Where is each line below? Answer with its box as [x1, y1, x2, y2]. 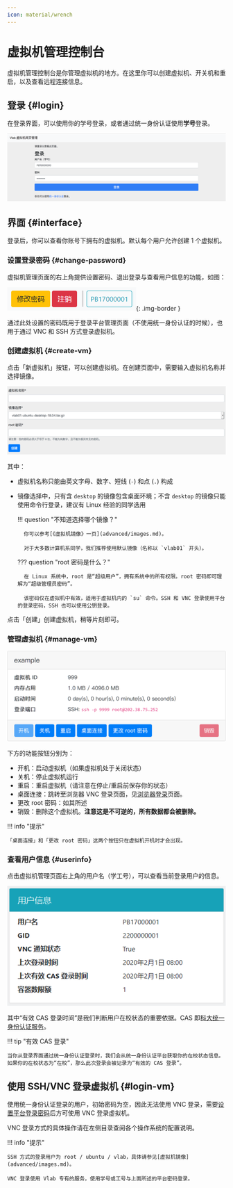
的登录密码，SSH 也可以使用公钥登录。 [17, 602, 113, 609]
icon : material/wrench [7, 11, 73, 18]
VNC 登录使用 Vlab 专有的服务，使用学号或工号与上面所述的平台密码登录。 [7, 1175, 193, 1182]
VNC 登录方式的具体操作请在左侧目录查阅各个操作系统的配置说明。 [7, 1123, 199, 1132]
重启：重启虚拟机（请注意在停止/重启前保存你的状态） [17, 781, 172, 789]
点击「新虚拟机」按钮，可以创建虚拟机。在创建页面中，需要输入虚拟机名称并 [7, 363, 226, 371]
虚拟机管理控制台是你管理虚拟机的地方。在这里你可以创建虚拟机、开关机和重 [7, 68, 226, 76]
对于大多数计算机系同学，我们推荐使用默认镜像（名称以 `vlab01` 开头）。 [24, 544, 207, 552]
